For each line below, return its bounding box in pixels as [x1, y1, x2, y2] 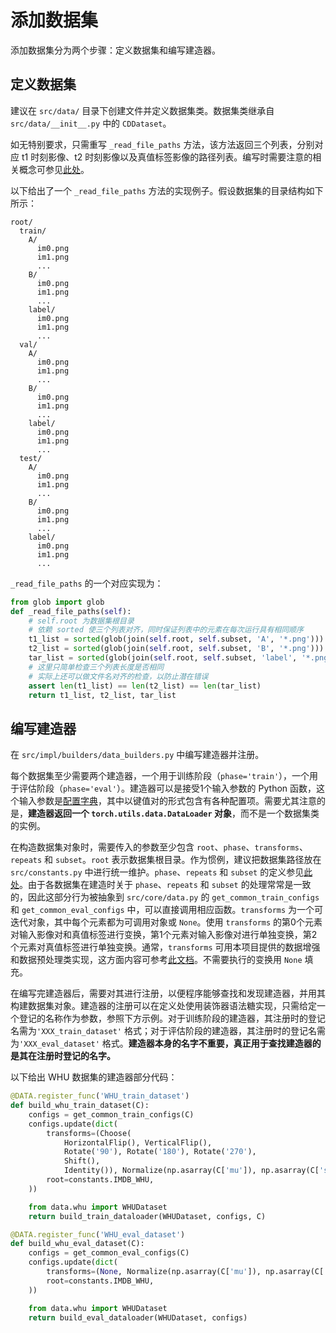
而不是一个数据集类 [239, 807, 320, 820]
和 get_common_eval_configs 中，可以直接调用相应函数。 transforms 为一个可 [10, 904, 324, 916]
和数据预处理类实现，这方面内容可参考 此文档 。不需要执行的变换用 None [10, 954, 303, 966]
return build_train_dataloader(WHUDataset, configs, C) [28, 1211, 267, 1221]
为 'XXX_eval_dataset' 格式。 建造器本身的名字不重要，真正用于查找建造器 [10, 1037, 313, 1050]
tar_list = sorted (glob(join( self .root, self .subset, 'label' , [28, 653, 298, 663]
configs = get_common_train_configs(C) [28, 1109, 195, 1120]
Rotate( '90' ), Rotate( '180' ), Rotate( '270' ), [63, 1147, 257, 1157]
